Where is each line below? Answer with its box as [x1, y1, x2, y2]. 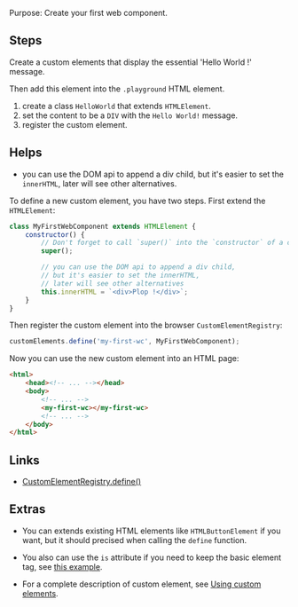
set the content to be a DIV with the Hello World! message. [21, 110, 238, 121]
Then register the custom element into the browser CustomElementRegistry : [9, 319, 283, 331]
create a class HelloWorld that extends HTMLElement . [21, 100, 211, 111]
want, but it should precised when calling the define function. [21, 534, 247, 545]
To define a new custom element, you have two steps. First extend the [9, 195, 266, 206]
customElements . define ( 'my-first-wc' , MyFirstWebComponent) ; [9, 337, 240, 346]
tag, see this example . [21, 561, 103, 572]
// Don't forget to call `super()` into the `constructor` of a [41, 239, 284, 248]
